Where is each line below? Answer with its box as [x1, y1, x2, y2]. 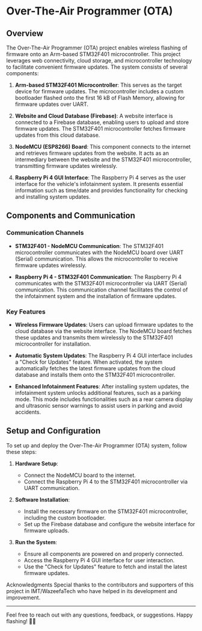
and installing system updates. [14, 193, 91, 200]
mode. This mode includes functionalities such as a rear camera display [14, 396, 193, 403]
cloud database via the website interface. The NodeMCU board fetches [14, 327, 192, 335]
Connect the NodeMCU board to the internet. [23, 471, 136, 479]
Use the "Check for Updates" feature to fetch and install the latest [23, 563, 188, 570]
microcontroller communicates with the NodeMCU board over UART [14, 249, 184, 256]
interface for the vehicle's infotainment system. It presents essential [14, 181, 183, 187]
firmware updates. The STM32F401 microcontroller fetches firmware [14, 125, 186, 132]
